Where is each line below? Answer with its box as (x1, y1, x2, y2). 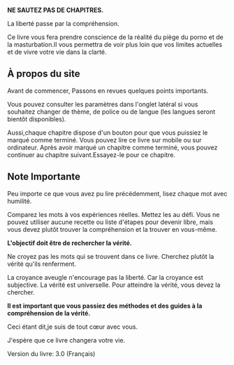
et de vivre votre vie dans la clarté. (7, 48, 107, 56)
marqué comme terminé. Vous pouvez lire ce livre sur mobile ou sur (7, 135, 203, 144)
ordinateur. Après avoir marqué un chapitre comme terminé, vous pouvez (7, 143, 218, 151)
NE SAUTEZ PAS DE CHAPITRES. (7, 6, 104, 14)
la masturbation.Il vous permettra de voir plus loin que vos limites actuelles (7, 40, 222, 48)
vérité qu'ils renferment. (7, 260, 77, 268)
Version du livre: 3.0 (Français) (7, 349, 96, 358)
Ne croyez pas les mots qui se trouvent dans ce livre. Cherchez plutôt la (7, 252, 214, 260)
